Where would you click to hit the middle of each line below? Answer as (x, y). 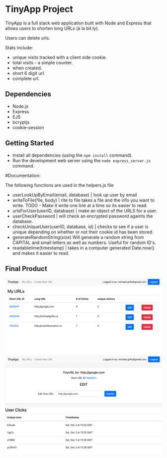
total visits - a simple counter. (42, 62)
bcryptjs (21, 122)
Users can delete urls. (28, 38)
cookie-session (28, 127)
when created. (27, 68)
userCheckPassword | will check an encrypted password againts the (83, 216)
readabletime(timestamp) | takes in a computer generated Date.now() (83, 247)
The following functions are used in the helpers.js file (59, 185)
